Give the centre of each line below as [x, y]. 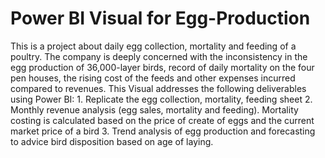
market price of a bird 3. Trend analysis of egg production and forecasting [163, 131]
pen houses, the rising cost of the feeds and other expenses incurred [153, 78]
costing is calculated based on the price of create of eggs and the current [162, 120]
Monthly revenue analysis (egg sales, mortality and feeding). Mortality [154, 109]
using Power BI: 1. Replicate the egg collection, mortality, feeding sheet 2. [161, 99]
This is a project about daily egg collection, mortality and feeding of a [153, 46]
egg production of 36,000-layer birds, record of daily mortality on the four [162, 67]
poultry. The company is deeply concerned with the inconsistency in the [159, 56]
